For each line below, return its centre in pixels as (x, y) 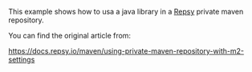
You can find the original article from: (69, 36)
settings (22, 60)
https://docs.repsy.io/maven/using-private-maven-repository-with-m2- (126, 51)
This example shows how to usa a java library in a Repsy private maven (126, 12)
